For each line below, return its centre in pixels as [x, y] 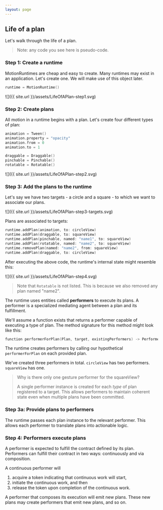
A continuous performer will [33, 468]
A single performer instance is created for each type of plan [77, 387]
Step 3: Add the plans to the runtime [49, 186]
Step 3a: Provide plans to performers [49, 410]
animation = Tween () [26, 134]
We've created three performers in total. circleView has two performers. [77, 363]
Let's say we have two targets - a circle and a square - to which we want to [80, 197]
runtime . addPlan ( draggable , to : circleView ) [51, 252]
